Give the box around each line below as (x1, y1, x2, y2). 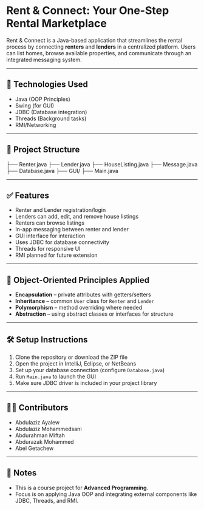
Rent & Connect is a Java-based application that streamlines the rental (6, 36, 183, 44)
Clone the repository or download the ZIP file (15, 353, 128, 361)
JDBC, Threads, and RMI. (15, 497, 79, 504)
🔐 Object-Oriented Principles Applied (6, 274, 150, 285)
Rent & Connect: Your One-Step (6, 4, 169, 18)
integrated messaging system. (6, 56, 82, 63)
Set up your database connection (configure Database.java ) (15, 367, 165, 373)
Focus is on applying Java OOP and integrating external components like (15, 490, 197, 498)
